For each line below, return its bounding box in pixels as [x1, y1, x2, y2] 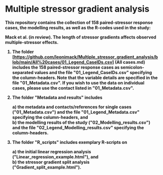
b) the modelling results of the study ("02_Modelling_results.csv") [12, 119, 150, 125]
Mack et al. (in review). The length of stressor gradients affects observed [5, 34, 157, 40]
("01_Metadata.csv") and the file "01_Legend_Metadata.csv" [12, 109, 140, 115]
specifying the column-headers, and [12, 114, 88, 120]
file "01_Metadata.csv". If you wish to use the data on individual [12, 79, 145, 86]
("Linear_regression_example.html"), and [12, 154, 99, 159]
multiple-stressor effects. [5, 39, 59, 45]
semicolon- [120, 64, 144, 70]
